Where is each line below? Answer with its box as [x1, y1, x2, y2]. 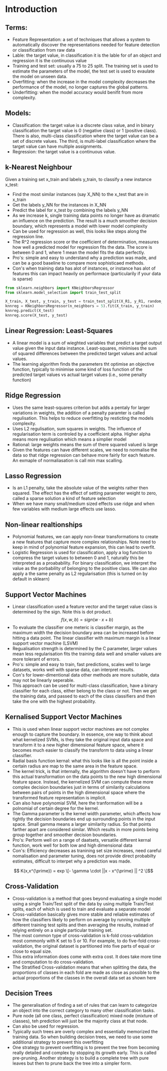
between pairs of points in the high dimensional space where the [12, 789, 145, 795]
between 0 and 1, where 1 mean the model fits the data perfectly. [12, 249, 145, 255]
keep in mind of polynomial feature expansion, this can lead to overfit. [12, 544, 156, 550]
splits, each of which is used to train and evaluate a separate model [12, 906, 151, 912]
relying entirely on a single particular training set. [12, 927, 113, 933]
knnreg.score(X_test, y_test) [5, 313, 68, 318]
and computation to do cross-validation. [12, 959, 94, 965]
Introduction [5, 3, 58, 15]
